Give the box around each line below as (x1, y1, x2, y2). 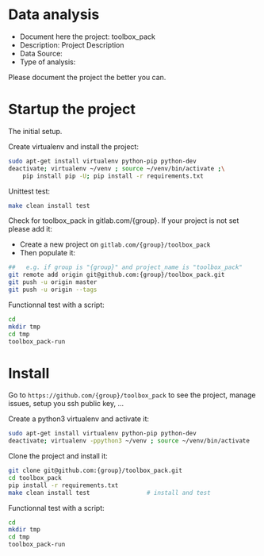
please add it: (8, 224, 53, 234)
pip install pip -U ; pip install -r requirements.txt (22, 172, 204, 180)
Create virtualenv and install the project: (8, 141, 139, 151)
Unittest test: (8, 186, 50, 196)
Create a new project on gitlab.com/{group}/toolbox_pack (19, 240, 211, 249)
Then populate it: (19, 248, 76, 258)
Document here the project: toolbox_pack (19, 32, 156, 41)
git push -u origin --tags (8, 286, 98, 293)
